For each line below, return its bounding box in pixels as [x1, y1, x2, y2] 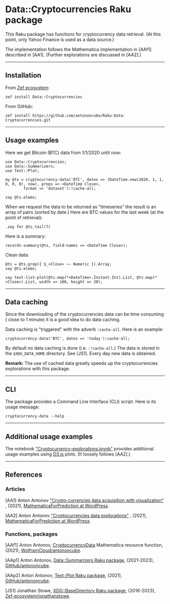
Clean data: [5, 252, 29, 258]
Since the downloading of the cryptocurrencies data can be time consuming [5, 311, 164, 317]
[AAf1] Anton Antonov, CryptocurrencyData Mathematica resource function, [5, 542, 163, 548]
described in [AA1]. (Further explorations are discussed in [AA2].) [5, 52, 142, 58]
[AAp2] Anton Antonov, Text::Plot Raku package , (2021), [5, 572, 122, 578]
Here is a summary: [5, 233, 46, 239]
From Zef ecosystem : [5, 85, 50, 91]
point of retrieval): [5, 214, 43, 220]
